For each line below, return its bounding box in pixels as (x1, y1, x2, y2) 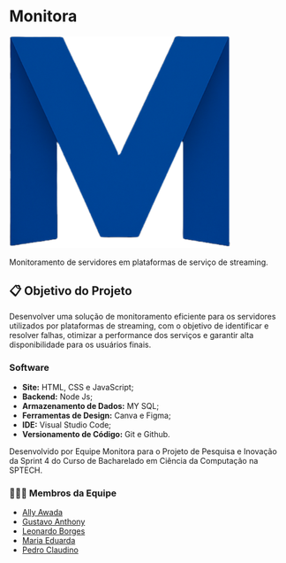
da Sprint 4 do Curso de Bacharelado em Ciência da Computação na (9, 455, 259, 466)
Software (9, 361, 50, 374)
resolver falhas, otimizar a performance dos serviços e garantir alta (9, 330, 254, 341)
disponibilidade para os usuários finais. (9, 339, 152, 351)
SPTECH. (9, 465, 43, 475)
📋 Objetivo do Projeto (9, 283, 132, 298)
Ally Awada (21, 507, 64, 518)
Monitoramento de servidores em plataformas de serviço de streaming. (9, 257, 269, 267)
